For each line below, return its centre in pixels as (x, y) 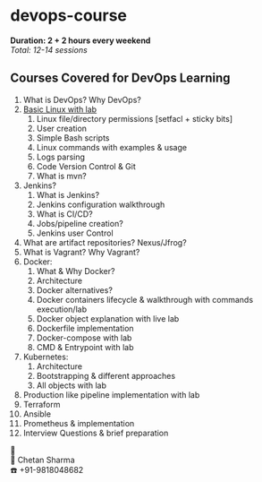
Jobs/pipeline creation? (80, 223)
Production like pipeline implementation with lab (111, 394)
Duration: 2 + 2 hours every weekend (80, 40)
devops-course (69, 16)
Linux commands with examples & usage (111, 147)
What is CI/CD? (64, 214)
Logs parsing (61, 157)
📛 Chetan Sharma (42, 460)
